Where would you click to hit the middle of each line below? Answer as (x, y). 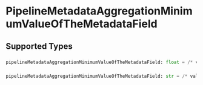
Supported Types (39, 46)
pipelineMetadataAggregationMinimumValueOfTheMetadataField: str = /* (97, 77)
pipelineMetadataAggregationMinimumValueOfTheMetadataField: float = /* (99, 62)
